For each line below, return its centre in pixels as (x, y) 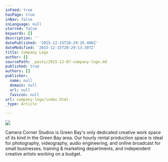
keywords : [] (19, 33)
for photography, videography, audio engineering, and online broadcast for (83, 143)
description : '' (22, 38)
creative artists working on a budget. (43, 154)
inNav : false (19, 19)
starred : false (21, 29)
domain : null (23, 85)
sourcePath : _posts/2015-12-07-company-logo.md (56, 62)
